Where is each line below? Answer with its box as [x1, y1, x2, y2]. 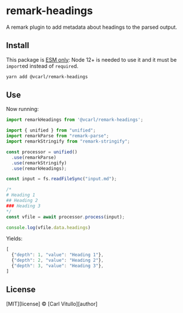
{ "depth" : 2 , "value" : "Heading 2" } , [11, 257, 104, 264]
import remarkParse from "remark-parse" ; [6, 133, 109, 139]
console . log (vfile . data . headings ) [6, 224, 91, 230]
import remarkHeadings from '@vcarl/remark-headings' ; [6, 117, 144, 123]
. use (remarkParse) [11, 154, 57, 160]
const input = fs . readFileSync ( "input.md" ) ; [6, 176, 117, 182]
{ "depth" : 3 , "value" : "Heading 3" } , [11, 263, 104, 269]
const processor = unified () [6, 149, 78, 155]
